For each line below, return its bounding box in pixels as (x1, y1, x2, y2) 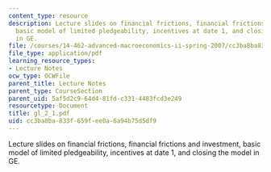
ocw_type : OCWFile (8, 72, 70, 80)
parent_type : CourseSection (8, 86, 103, 95)
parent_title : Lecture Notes (8, 79, 106, 87)
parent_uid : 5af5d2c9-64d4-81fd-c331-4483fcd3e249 (8, 94, 182, 103)
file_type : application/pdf (8, 49, 103, 57)
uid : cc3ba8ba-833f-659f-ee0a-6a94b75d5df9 (8, 117, 157, 125)
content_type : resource (8, 11, 89, 20)
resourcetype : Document (8, 102, 89, 110)
